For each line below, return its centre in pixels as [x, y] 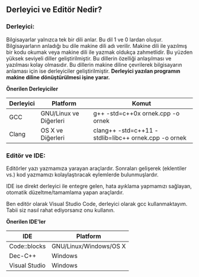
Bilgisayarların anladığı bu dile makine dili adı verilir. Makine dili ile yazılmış [97, 46]
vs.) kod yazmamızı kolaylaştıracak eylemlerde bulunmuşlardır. [82, 175]
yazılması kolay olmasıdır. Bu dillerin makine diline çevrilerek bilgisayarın [94, 65]
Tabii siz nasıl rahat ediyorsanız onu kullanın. [61, 210]
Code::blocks [28, 246]
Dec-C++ [23, 256]
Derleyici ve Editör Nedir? [54, 10]
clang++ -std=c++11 [123, 130]
